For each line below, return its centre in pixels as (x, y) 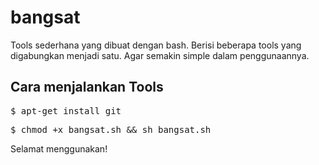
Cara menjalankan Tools (87, 87)
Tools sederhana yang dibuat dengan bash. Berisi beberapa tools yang (156, 45)
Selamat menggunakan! (59, 148)
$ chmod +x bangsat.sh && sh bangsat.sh (111, 129)
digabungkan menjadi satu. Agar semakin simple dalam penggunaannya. (160, 55)
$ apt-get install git (66, 110)
